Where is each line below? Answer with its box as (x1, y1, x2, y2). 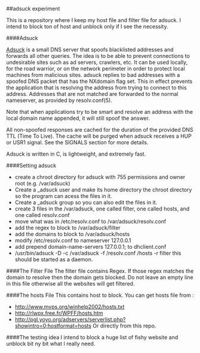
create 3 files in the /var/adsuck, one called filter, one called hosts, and (14, 205, 190, 212)
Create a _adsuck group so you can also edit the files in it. (14, 199, 158, 206)
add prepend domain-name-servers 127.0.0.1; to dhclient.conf (14, 243, 167, 250)
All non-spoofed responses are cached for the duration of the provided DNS (6, 126, 193, 133)
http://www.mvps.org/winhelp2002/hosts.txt (14, 304, 125, 310)
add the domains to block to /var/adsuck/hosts (14, 231, 130, 237)
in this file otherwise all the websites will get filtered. (6, 280, 135, 287)
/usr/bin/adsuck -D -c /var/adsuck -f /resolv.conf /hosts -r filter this (14, 250, 181, 256)
